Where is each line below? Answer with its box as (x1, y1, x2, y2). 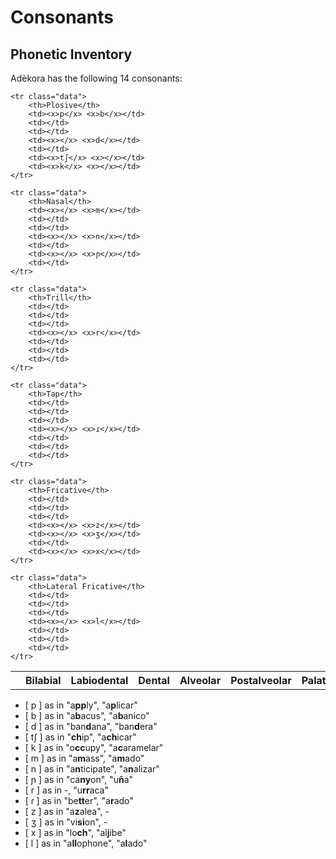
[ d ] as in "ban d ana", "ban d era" (24, 721, 158, 732)
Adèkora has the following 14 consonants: (10, 72, 183, 84)
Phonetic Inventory (10, 46, 133, 63)
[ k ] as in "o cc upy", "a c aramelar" (24, 742, 164, 753)
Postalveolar (230, 674, 292, 687)
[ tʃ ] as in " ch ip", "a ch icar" (24, 731, 137, 743)
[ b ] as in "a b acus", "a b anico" (24, 710, 150, 721)
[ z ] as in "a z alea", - (24, 806, 110, 817)
